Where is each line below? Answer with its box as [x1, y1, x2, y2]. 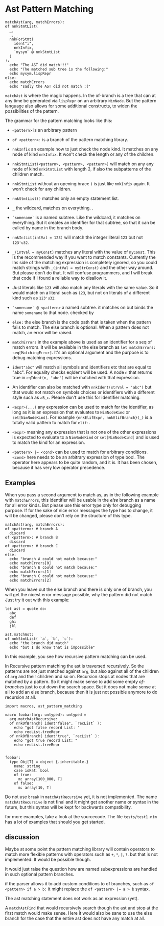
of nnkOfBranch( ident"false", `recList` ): [9, 721, 102, 726]
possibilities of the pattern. [5, 108, 59, 114]
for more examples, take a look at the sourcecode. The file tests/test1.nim [5, 813, 157, 819]
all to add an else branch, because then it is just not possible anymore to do [5, 689, 158, 695]
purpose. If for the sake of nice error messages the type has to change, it [5, 507, 153, 513]
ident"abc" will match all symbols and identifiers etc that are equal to [12, 364, 152, 370]
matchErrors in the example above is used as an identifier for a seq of [12, 339, 152, 345]
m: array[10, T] [18, 785, 51, 790]
